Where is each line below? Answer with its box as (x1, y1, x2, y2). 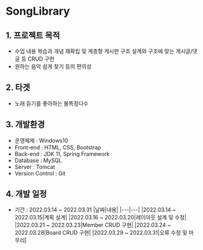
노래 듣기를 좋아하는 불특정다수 (14, 100, 89, 107)
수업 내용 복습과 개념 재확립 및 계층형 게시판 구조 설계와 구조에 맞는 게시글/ (14, 48, 193, 54)
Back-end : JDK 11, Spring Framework (14, 150, 110, 157)
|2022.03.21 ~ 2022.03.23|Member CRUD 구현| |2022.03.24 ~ (14, 221, 171, 229)
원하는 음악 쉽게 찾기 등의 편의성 (14, 63, 92, 70)
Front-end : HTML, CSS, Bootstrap (14, 144, 102, 151)
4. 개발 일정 (6, 189, 47, 199)
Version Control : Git (14, 169, 66, 177)
